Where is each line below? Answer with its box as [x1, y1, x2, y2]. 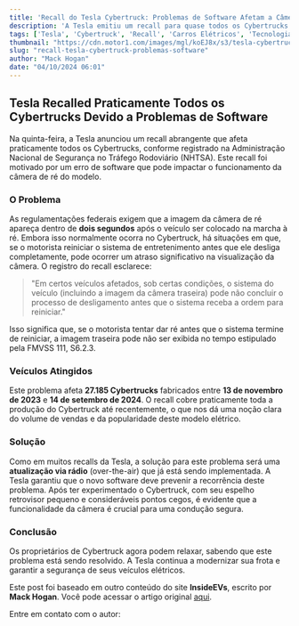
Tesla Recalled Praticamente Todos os [9, 95, 225, 111]
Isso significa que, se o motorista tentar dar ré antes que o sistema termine [9, 323, 285, 334]
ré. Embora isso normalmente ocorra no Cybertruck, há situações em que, [9, 232, 282, 243]
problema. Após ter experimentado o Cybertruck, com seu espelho [9, 484, 255, 495]
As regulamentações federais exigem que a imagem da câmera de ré [9, 213, 263, 224]
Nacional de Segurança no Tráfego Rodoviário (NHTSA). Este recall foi [9, 152, 268, 163]
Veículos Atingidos [9, 364, 93, 377]
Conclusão [9, 525, 58, 538]
